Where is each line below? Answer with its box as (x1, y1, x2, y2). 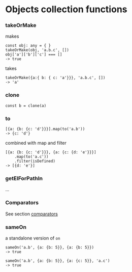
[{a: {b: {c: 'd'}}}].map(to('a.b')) (5, 126, 85, 132)
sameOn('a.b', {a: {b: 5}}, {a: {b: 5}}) (5, 244, 94, 250)
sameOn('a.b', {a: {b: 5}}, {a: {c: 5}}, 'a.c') (5, 258, 110, 263)
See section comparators (5, 210, 58, 217)
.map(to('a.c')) (14, 154, 49, 159)
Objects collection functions (5, 4, 127, 15)
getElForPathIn (5, 175, 43, 182)
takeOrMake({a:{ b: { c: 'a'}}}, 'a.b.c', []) (5, 75, 106, 80)
